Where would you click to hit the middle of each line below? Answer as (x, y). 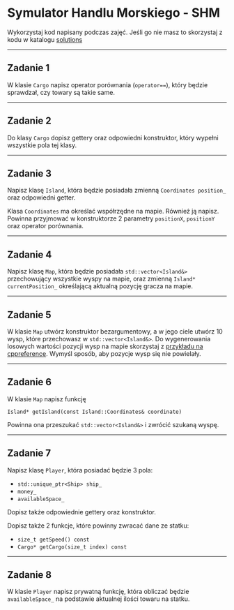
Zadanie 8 (30, 575)
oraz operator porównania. (45, 226)
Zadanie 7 (29, 453)
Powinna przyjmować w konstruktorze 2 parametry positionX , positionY (111, 218)
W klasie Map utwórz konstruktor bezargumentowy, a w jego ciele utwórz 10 (115, 332)
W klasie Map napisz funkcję (47, 399)
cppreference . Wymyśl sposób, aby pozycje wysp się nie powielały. (104, 354)
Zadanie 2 (30, 121)
